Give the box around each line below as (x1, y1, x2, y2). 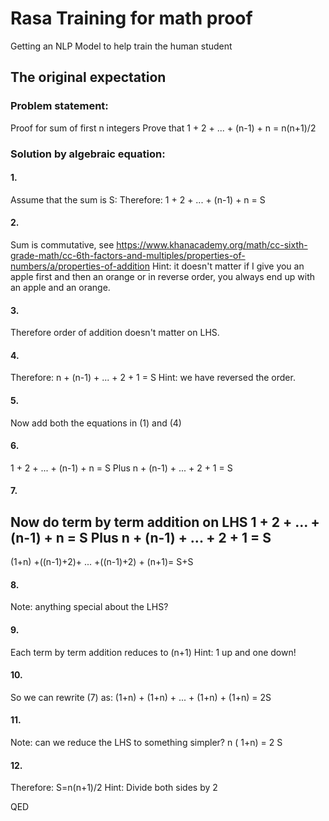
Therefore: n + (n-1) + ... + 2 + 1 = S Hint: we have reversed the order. (10, 372, 296, 384)
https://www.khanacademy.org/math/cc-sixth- (116, 238, 308, 251)
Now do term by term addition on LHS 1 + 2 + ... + (10, 513, 320, 531)
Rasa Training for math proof (10, 7, 253, 30)
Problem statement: (10, 99, 109, 113)
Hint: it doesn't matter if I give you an (151, 260, 305, 272)
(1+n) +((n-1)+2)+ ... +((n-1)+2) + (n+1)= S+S (10, 556, 194, 568)
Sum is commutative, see (10, 238, 115, 251)
